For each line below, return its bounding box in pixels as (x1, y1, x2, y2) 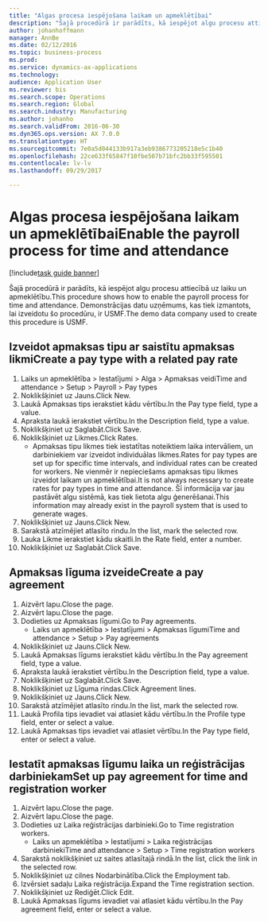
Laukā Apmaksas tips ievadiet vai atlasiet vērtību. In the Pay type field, (20, 726, 250, 735)
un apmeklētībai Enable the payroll (9, 225, 240, 243)
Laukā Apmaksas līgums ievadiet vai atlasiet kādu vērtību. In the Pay (20, 896, 243, 906)
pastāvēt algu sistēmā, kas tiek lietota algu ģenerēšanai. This (32, 492, 230, 502)
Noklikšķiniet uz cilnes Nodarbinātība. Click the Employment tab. (20, 871, 231, 881)
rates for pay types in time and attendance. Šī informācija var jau (32, 483, 245, 493)
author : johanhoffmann (9, 26, 84, 34)
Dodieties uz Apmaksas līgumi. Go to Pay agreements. (20, 616, 197, 626)
